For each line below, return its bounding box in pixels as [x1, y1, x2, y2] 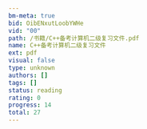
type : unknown [8, 64, 56, 72]
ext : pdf [8, 49, 38, 57]
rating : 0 [8, 94, 42, 102]
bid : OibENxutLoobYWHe [8, 19, 84, 27]
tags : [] [8, 79, 38, 87]
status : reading [8, 86, 62, 95]
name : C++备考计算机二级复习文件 [8, 42, 106, 50]
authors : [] [8, 71, 48, 79]
